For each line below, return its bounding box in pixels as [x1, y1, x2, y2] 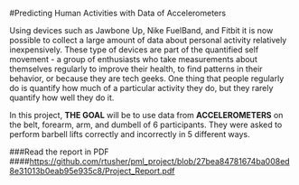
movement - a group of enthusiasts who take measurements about [9, 54, 257, 64]
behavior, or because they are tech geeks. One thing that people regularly [9, 73, 285, 84]
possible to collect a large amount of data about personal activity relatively [9, 35, 287, 45]
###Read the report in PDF [9, 146, 110, 157]
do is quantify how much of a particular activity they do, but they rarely [9, 83, 274, 93]
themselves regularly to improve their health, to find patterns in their [9, 63, 264, 74]
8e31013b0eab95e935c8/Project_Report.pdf [9, 166, 175, 176]
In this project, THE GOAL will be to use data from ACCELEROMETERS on [9, 110, 284, 120]
